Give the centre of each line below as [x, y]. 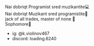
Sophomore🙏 [18, 24]
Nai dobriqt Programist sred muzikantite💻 [47, 7]
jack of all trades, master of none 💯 [40, 19]
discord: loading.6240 [34, 38]
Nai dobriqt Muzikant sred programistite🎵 [47, 14]
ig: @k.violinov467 [31, 33]
